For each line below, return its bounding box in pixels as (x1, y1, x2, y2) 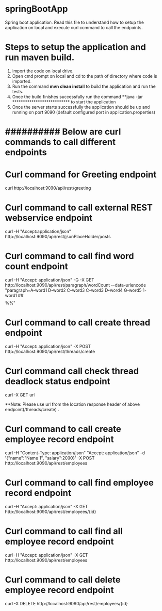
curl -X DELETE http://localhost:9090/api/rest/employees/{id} (5, 600, 128, 606)
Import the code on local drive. (12, 68, 74, 74)
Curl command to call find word (5, 251, 134, 262)
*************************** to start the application (12, 99, 116, 105)
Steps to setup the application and (5, 42, 146, 53)
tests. (12, 88, 23, 94)
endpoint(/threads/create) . (5, 406, 60, 412)
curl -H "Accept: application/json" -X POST (5, 343, 91, 349)
